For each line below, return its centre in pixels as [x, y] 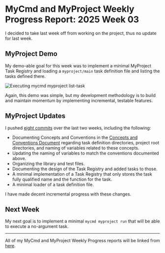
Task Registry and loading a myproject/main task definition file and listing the [82, 71]
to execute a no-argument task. [37, 226]
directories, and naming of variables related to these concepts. [76, 148]
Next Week [22, 209]
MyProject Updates [35, 116]
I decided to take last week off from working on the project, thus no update [81, 33]
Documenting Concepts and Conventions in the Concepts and [75, 137]
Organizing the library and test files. [48, 163]
